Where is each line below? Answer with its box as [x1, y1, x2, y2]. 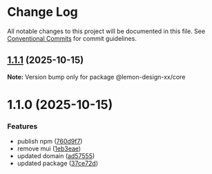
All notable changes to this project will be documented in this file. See [7, 27, 206, 35]
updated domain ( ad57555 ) [17, 152, 95, 160]
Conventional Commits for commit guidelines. [7, 34, 137, 42]
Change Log [7, 4, 78, 20]
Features [7, 122, 38, 131]
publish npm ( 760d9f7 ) [17, 137, 83, 146]
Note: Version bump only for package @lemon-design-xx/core [7, 72, 186, 81]
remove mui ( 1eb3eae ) [17, 144, 81, 153]
